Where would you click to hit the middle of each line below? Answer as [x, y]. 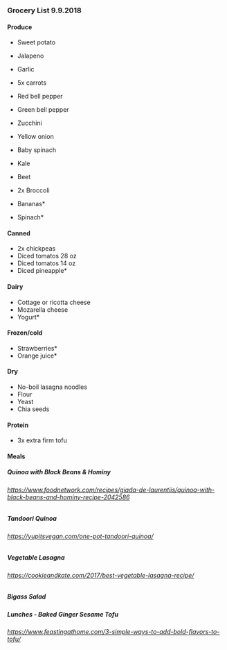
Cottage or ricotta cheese [54, 302]
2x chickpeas [36, 249]
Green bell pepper [43, 110]
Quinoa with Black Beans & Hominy [59, 472]
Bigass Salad [27, 597]
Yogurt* [28, 317]
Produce [20, 27]
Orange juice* [37, 356]
